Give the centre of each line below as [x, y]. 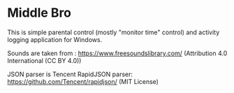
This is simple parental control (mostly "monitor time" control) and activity [114, 32]
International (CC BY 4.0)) [44, 60]
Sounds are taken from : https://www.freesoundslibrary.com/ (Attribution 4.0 [117, 53]
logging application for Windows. [55, 39]
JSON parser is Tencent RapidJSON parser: [70, 74]
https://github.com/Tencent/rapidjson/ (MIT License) [83, 81]
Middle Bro [39, 13]
